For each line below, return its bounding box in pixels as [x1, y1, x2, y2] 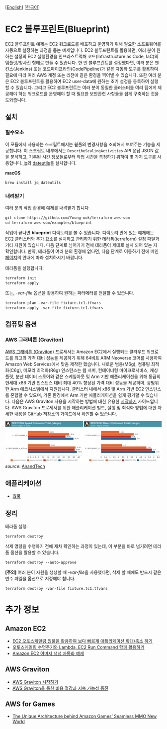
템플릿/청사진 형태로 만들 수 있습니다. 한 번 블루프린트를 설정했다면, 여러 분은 [5, 59, 154, 66]
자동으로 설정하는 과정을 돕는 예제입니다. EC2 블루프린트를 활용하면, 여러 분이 [5, 47, 156, 53]
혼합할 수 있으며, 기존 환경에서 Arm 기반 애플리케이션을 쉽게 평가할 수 [10, 392, 145, 398]
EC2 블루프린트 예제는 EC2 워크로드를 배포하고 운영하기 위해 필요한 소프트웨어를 [5, 41, 162, 47]
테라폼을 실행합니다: [5, 265, 44, 271]
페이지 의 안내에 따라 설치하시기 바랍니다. [5, 254, 83, 260]
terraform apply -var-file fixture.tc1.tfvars [5, 305, 103, 310]
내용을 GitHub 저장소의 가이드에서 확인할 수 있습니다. [14, 411, 118, 417]
